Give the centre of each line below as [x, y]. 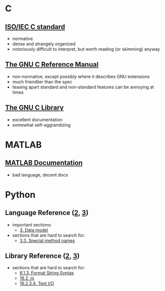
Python [20, 195]
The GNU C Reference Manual [52, 65]
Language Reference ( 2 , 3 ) [47, 213]
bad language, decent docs [40, 175]
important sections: [32, 224]
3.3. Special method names [47, 240]
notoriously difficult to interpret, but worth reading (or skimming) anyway [86, 49]
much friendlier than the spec [42, 81]
